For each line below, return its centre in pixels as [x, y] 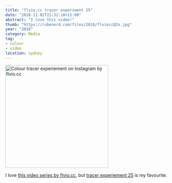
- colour [15, 44]
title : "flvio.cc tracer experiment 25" [49, 10]
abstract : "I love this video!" [40, 20]
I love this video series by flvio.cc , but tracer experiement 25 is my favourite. [86, 175]
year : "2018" [19, 29]
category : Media [23, 34]
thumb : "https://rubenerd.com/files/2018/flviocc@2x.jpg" [69, 24]
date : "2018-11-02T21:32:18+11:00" [43, 15]
